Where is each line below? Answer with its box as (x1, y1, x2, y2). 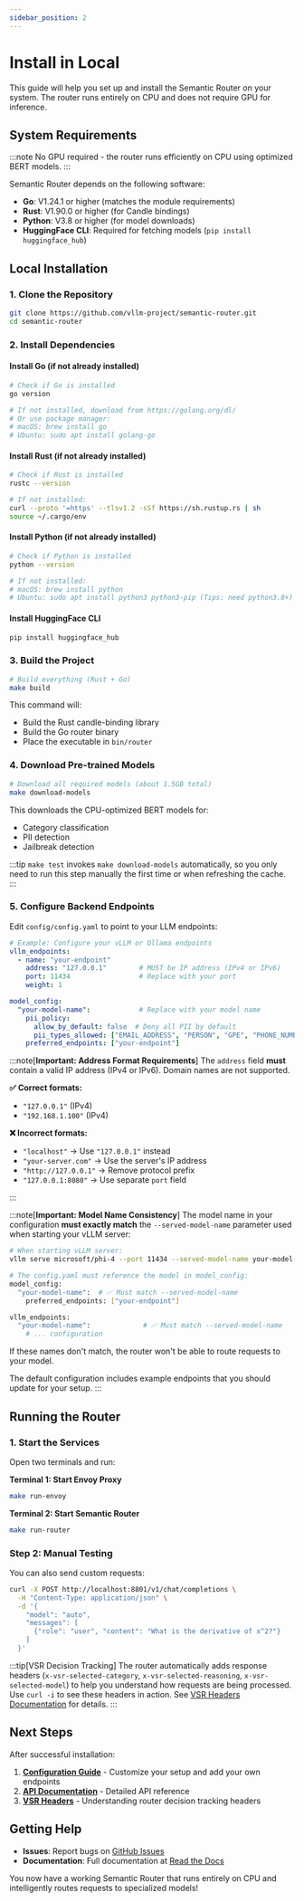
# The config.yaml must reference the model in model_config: (9, 1271, 249, 1280)
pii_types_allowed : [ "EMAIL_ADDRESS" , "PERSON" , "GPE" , (33, 1031, 249, 1040)
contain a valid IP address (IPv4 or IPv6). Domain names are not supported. (9, 1065, 290, 1076)
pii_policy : (25, 1013, 71, 1022)
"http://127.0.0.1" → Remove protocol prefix (22, 1165, 195, 1176)
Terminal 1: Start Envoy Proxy (9, 1474, 122, 1485)
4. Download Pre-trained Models (9, 759, 156, 772)
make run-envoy (9, 1491, 67, 1500)
